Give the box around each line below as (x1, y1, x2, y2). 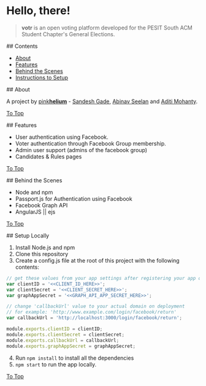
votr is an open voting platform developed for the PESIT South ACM (21, 24, 193, 31)
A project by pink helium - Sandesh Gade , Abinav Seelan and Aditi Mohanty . (6, 98, 198, 105)
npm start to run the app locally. (15, 360, 97, 368)
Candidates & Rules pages (15, 153, 82, 160)
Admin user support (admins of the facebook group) (15, 146, 148, 153)
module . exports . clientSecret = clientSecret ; (6, 331, 124, 338)
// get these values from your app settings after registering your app (6, 275, 196, 281)
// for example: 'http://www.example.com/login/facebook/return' (6, 309, 177, 315)
